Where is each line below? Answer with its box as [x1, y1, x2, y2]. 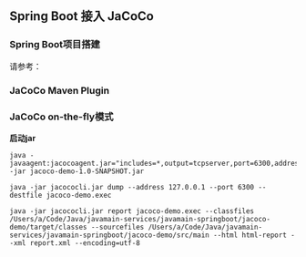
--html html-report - [212, 231, 296, 240]
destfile [9, 190, 43, 200]
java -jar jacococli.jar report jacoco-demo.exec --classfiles [9, 206, 255, 216]
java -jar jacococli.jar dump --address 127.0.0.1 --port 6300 [9, 182, 255, 191]
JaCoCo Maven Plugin [9, 84, 110, 97]
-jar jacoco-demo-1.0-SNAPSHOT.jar [9, 167, 145, 176]
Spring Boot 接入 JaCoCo [9, 8, 155, 25]
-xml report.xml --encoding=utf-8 [9, 238, 141, 248]
